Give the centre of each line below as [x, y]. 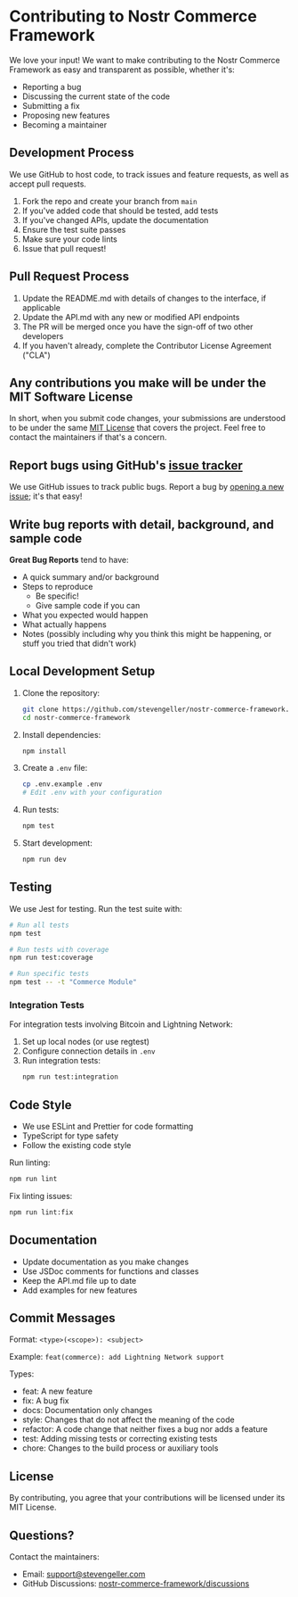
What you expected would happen [85, 615]
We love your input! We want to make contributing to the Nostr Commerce [145, 60]
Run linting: [30, 1163]
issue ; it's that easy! [46, 496]
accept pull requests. [48, 184]
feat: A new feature [57, 1391]
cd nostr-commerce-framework [76, 717]
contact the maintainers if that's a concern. [88, 437]
